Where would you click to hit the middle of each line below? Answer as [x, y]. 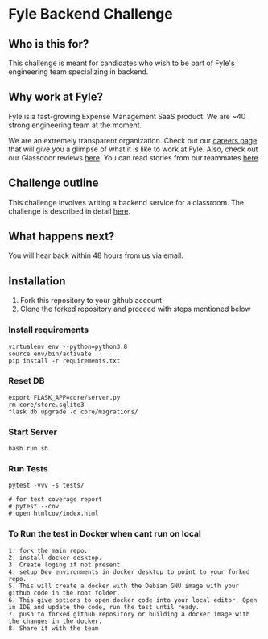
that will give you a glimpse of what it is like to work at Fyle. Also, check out [133, 149]
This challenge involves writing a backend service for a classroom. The [126, 202]
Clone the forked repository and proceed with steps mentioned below [135, 309]
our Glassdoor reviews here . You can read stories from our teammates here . [134, 157]
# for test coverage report [56, 500]
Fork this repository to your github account [91, 301]
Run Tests [28, 469]
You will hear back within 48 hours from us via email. [96, 255]
